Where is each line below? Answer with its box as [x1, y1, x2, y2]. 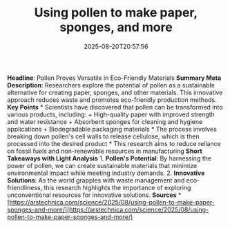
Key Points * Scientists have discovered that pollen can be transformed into [7, 103, 223, 111]
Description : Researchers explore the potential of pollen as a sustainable [7, 81, 215, 89]
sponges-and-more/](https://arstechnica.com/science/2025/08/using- [7, 205, 209, 214]
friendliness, [7, 183, 43, 191]
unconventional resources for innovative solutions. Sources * [7, 191, 182, 199]
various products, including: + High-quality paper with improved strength [7, 110, 215, 118]
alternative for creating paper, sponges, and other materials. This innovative [7, 88, 223, 96]
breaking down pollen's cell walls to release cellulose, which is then [7, 132, 200, 141]
